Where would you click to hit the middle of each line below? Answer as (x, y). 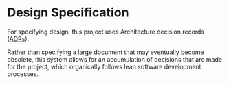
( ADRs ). (18, 38)
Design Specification (68, 13)
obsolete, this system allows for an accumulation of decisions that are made (115, 59)
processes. (23, 74)
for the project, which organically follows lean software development (104, 66)
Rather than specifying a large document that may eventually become (106, 52)
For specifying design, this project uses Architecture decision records (106, 32)
